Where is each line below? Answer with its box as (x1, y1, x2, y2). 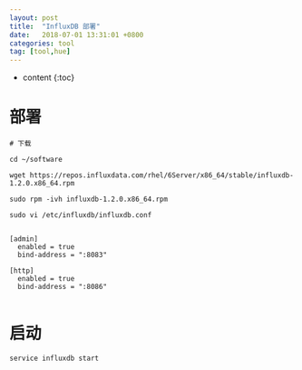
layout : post (9, 13, 59, 23)
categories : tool (9, 38, 75, 48)
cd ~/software (9, 155, 63, 165)
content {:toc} (22, 72, 75, 83)
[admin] (9, 235, 39, 244)
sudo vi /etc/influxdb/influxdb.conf (9, 211, 152, 220)
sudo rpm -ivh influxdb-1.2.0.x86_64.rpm (9, 195, 169, 205)
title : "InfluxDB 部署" (9, 22, 101, 31)
